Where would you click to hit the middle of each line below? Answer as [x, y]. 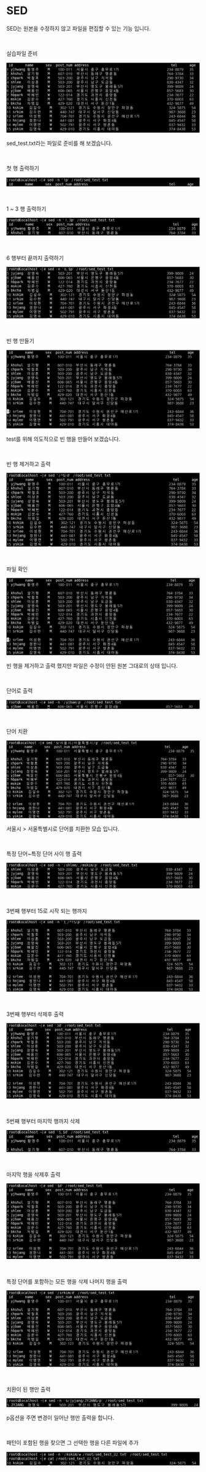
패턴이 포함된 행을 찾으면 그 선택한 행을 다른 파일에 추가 [73, 1443]
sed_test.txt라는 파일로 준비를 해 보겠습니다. [59, 143]
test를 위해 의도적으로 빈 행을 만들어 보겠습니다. [63, 439]
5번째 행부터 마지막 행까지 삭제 [43, 1121]
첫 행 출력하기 [23, 168]
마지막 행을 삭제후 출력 [33, 1174]
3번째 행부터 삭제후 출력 [35, 1014]
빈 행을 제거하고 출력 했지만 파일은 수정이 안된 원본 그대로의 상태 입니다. [92, 665]
